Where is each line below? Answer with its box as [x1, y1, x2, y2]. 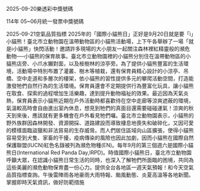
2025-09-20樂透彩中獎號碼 [6, 5, 73, 12]
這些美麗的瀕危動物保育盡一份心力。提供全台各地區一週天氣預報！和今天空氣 [6, 164, 194, 171]
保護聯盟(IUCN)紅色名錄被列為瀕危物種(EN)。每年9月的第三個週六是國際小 [6, 142, 189, 148]
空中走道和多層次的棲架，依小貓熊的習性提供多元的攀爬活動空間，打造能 [16, 75, 194, 82]
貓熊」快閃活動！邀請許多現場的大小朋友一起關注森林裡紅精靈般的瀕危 [17, 45, 190, 52]
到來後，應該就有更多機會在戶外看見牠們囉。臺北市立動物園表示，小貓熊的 [11, 112, 194, 119]
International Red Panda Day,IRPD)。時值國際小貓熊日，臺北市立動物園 [18, 149, 192, 156]
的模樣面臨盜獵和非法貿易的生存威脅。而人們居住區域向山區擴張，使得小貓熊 [6, 127, 194, 133]
